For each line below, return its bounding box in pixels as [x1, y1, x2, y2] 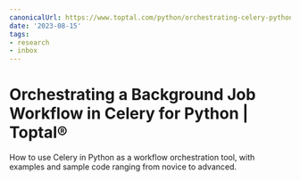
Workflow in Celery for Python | [9, 103, 249, 124]
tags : [9, 29, 29, 38]
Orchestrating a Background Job [9, 85, 256, 105]
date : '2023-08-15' [9, 21, 82, 30]
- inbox [9, 46, 38, 55]
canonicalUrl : [9, 12, 62, 22]
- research [9, 37, 50, 47]
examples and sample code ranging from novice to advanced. [9, 161, 237, 172]
